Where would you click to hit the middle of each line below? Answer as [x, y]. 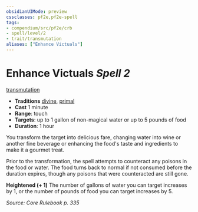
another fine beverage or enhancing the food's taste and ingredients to [92, 143]
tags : [13, 22]
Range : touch [31, 113]
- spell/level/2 [26, 33]
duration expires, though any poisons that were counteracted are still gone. [97, 173]
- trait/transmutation [34, 39]
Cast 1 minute [31, 107]
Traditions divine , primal [44, 101]
